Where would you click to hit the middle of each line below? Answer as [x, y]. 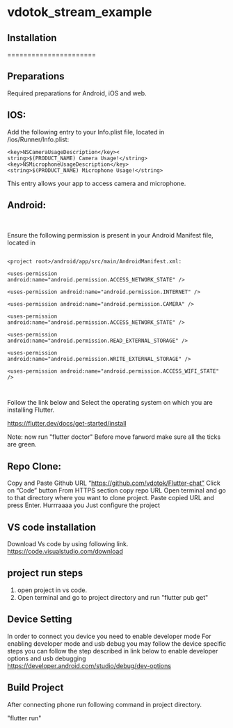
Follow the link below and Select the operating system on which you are [110, 403]
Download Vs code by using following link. [68, 544]
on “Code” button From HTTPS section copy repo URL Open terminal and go [116, 490]
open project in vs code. [52, 590]
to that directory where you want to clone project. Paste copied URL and [111, 498]
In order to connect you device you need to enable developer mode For [109, 636]
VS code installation [51, 527]
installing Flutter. [31, 410]
